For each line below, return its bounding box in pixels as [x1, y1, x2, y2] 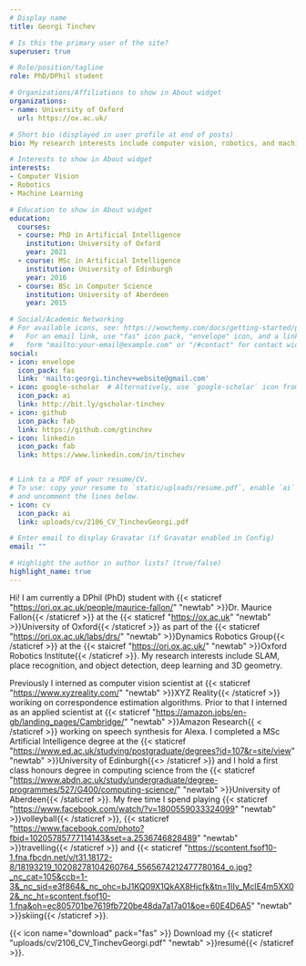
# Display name [9, 13, 67, 23]
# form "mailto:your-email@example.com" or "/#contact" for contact [9, 340, 283, 349]
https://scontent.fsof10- [188, 842, 278, 853]
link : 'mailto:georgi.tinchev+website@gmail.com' [17, 375, 209, 384]
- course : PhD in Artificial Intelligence [17, 231, 181, 240]
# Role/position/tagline [9, 63, 104, 73]
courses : [17, 222, 51, 231]
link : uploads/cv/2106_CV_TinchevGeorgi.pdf [17, 517, 189, 527]
